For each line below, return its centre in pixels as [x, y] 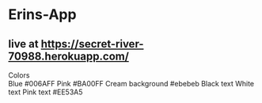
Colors [19, 75]
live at [23, 44]
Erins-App [42, 15]
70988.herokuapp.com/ [68, 56]
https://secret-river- [92, 44]
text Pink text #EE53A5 [46, 92]
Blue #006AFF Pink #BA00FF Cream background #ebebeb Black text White [131, 84]
